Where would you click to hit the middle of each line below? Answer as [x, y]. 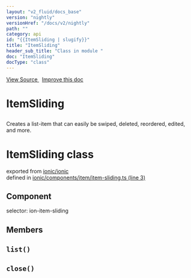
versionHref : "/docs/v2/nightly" [48, 23]
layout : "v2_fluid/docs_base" [44, 12]
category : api [24, 34]
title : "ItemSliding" [33, 46]
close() [20, 268]
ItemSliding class [50, 154]
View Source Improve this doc [45, 79]
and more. [19, 130]
